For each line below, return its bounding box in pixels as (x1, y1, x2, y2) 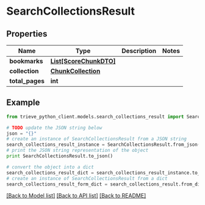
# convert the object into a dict (6, 164, 95, 170)
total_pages (9, 77, 45, 85)
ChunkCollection (50, 67, 101, 75)
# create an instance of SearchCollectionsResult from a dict (6, 175, 168, 181)
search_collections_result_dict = (6, 170, 95, 176)
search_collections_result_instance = (6, 142, 105, 148)
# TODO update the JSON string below (6, 124, 103, 131)
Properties (6, 29, 48, 39)
